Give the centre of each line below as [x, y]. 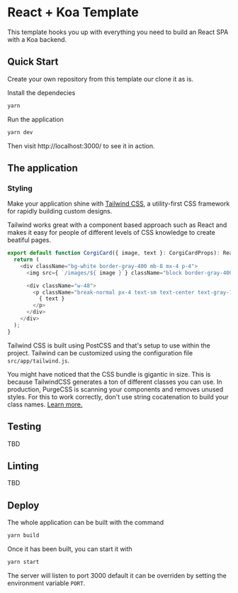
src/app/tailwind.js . [39, 360]
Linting [23, 466]
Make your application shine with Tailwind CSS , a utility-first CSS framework [119, 204]
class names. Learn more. [45, 404]
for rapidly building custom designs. [60, 211]
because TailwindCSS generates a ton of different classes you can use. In [115, 382]
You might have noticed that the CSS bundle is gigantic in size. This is [109, 374]
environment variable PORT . [46, 583]
